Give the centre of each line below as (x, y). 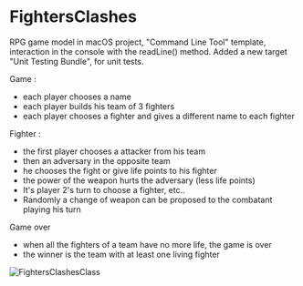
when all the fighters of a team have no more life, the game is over (147, 244)
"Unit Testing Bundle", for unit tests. (77, 61)
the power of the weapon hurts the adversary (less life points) (139, 180)
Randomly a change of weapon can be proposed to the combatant (147, 199)
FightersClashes (73, 17)
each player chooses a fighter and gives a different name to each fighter (158, 116)
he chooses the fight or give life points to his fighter (120, 170)
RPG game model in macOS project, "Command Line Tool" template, (138, 42)
